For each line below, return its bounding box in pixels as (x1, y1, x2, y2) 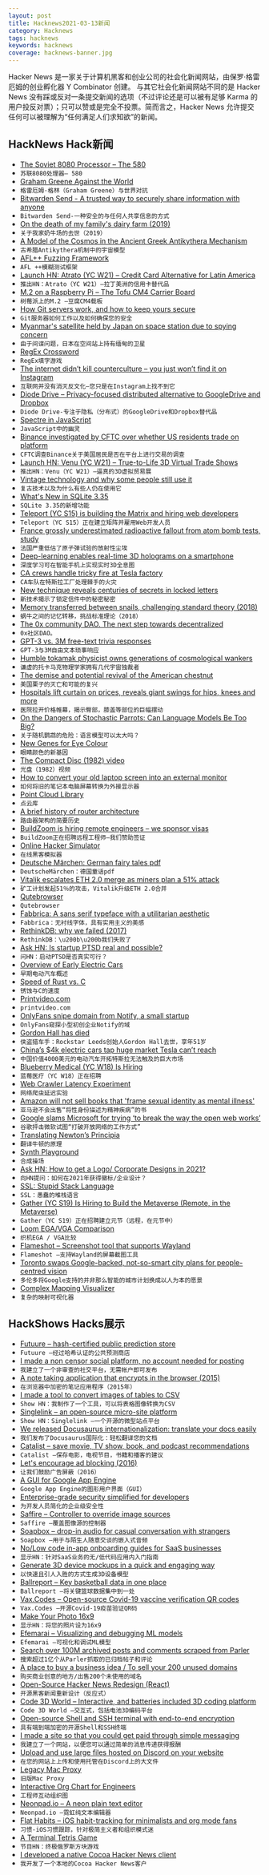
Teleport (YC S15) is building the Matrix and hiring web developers (19, 508, 239, 518)
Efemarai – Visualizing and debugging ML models (19, 1628, 183, 1638)
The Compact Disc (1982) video (19, 755, 126, 765)
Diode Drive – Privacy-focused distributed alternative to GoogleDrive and (19, 389, 261, 399)
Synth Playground (19, 1147, 79, 1156)
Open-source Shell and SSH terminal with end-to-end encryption (19, 1713, 235, 1723)
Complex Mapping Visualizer (19, 1283, 115, 1292)
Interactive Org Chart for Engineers (19, 1781, 136, 1791)
